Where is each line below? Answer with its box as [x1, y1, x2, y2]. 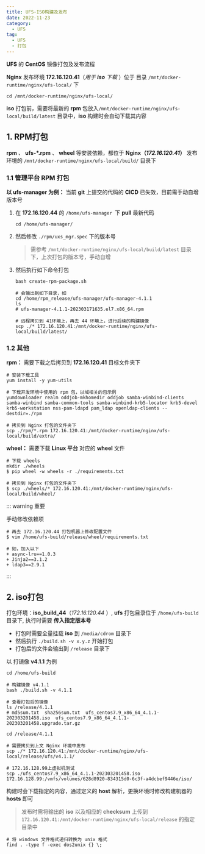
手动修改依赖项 [6, 516, 44, 523]
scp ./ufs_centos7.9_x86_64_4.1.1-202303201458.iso [6, 770, 140, 777]
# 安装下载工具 [6, 372, 40, 379]
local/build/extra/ [6, 433, 56, 439]
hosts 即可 [6, 795, 34, 802]
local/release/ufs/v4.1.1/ [6, 753, 75, 760]
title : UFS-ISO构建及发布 [6, 9, 68, 15]
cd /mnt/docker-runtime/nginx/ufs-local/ [6, 93, 113, 99]
